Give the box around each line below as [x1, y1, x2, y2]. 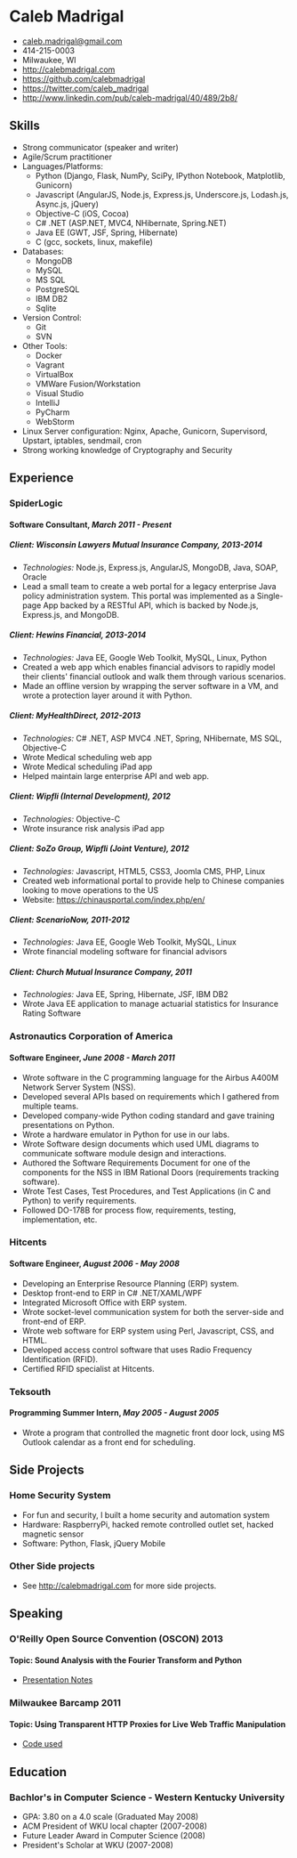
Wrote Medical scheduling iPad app [21, 761, 153, 772]
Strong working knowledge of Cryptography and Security [21, 444, 233, 455]
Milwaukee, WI [21, 54, 77, 65]
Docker [35, 350, 62, 361]
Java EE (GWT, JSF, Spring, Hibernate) [35, 227, 179, 238]
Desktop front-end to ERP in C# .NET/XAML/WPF [21, 1287, 203, 1298]
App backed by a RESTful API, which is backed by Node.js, [43, 599, 260, 611]
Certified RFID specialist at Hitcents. [21, 1363, 155, 1374]
